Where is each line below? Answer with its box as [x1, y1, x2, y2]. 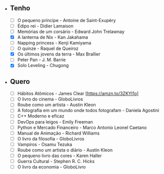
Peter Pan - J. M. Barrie [17, 57, 66, 63]
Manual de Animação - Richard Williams [17, 130, 100, 136]
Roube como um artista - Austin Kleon [17, 102, 96, 108]
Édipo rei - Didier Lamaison [17, 22, 73, 29]
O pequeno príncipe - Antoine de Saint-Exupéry [17, 17, 116, 23]
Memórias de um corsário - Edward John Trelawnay [17, 28, 125, 34]
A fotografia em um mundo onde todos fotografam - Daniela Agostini [17, 107, 159, 113]
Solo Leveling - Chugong [17, 62, 69, 68]
